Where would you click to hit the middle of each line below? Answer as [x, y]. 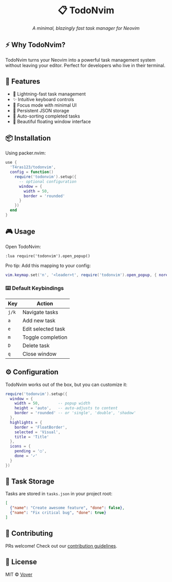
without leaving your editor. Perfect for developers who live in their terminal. [85, 65]
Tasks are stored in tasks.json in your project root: [59, 494]
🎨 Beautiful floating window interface [52, 121]
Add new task [39, 320]
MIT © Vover [19, 574]
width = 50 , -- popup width [52, 403]
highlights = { [26, 422]
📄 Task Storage [30, 482]
